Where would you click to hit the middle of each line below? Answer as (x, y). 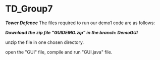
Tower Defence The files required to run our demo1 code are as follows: (80, 23)
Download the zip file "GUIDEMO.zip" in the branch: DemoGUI (71, 32)
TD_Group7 (29, 9)
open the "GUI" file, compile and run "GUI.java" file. (59, 52)
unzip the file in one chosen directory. (45, 42)
